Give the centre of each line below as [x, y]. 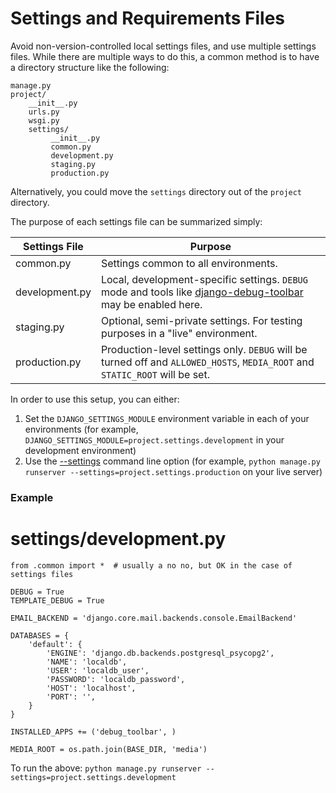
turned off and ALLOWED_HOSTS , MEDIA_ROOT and [207, 362]
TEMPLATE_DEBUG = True [57, 600]
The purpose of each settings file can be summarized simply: [136, 221]
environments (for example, [81, 429]
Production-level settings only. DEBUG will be [204, 349]
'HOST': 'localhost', [91, 688]
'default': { [55, 644]
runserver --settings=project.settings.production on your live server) [173, 471]
